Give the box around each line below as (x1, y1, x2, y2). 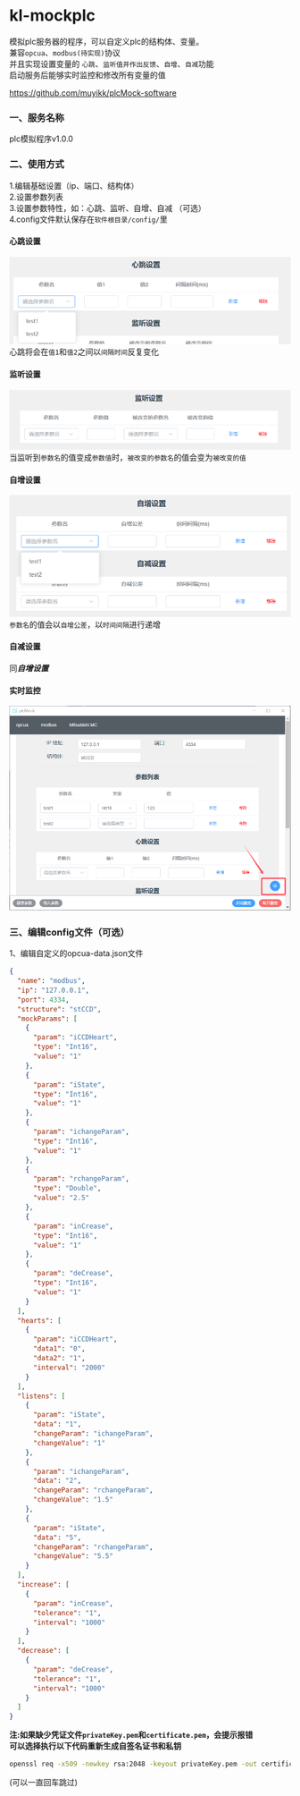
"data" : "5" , (32, 1533, 82, 1542)
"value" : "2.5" (32, 1193, 90, 1203)
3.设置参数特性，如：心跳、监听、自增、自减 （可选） (9, 202, 207, 213)
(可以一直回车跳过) (9, 1777, 79, 1788)
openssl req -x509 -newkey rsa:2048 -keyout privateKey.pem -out (9, 1759, 257, 1769)
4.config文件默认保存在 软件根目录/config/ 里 (9, 214, 168, 224)
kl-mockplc (9, 5, 96, 26)
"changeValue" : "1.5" (32, 1495, 114, 1504)
